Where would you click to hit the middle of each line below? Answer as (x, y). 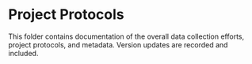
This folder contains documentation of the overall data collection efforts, (126, 36)
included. (23, 53)
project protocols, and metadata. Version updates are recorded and (118, 44)
